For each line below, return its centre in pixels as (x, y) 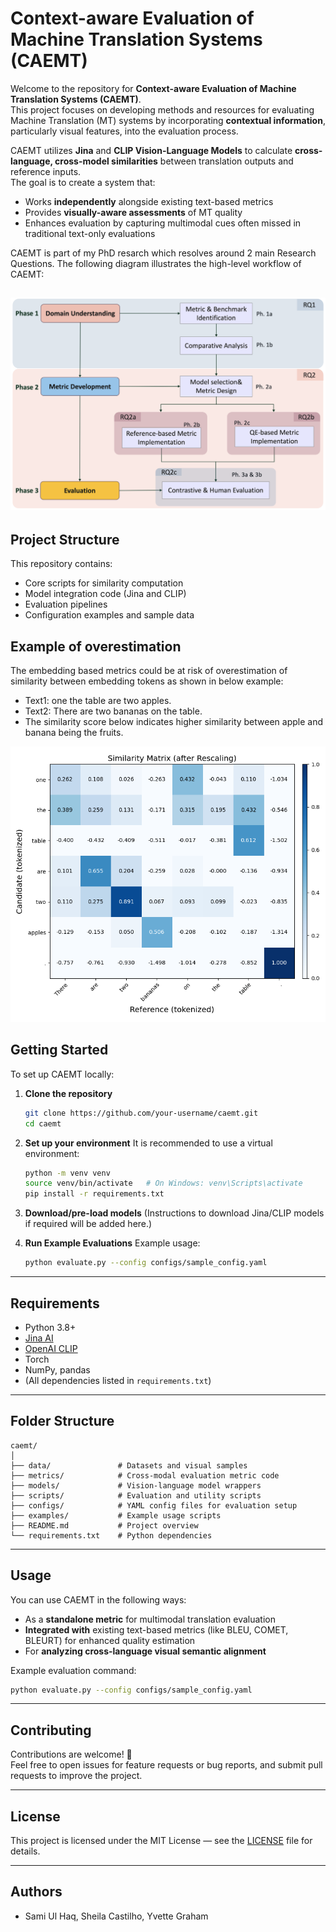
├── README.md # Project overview (104, 1525)
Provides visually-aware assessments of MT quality (133, 212)
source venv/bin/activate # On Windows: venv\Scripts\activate (163, 1183)
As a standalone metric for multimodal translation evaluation (150, 1619)
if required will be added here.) (88, 1224)
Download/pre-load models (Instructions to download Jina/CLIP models (174, 1213)
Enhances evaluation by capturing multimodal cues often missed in (163, 223)
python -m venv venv (67, 1173)
